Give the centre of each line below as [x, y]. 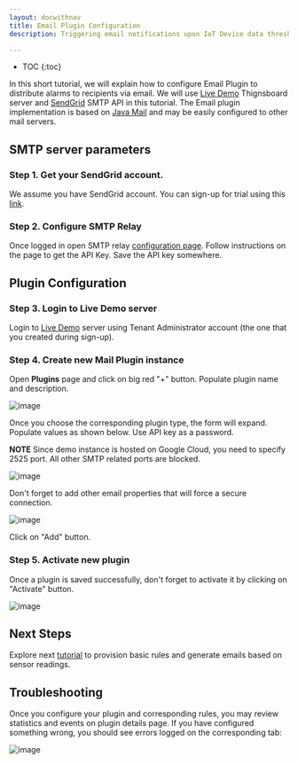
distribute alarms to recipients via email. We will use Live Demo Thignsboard [149, 93]
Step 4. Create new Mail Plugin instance [97, 360]
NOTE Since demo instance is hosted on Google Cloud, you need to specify [148, 449]
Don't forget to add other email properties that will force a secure [128, 494]
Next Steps [40, 634]
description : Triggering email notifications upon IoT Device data [137, 34]
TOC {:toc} [42, 66]
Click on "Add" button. [50, 537]
